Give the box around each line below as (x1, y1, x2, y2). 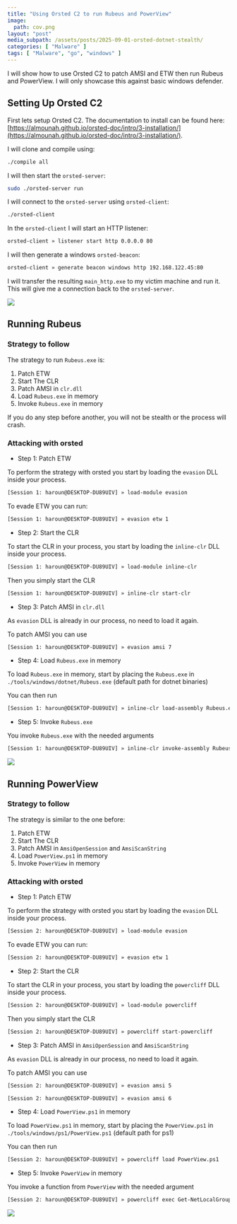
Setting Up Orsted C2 (7, 97, 103, 110)
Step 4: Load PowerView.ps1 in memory (17, 1107, 130, 1116)
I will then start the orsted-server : (7, 171, 106, 180)
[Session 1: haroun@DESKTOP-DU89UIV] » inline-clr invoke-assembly (7, 745, 210, 752)
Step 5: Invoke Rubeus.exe (17, 718, 93, 726)
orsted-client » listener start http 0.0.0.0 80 (7, 238, 153, 245)
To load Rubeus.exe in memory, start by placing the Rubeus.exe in (7, 670, 195, 679)
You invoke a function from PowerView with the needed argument (7, 1182, 194, 1191)
